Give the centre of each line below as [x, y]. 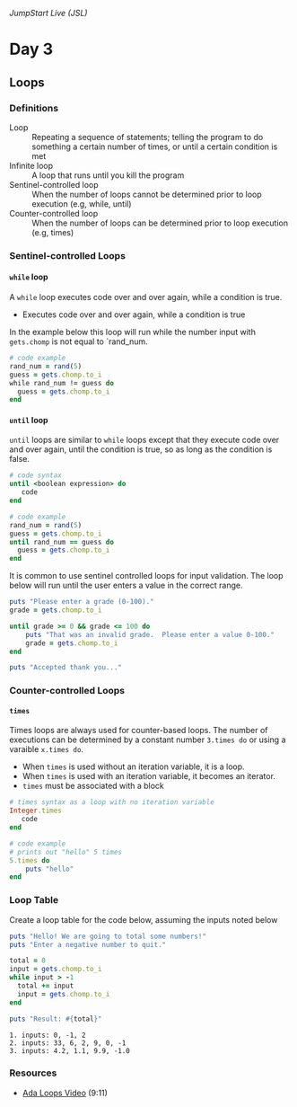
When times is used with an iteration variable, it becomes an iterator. [149, 776]
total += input [46, 986]
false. [19, 459]
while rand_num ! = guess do [62, 383]
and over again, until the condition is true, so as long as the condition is [141, 449]
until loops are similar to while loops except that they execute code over [144, 440]
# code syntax [36, 475]
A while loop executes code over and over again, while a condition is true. [146, 297]
